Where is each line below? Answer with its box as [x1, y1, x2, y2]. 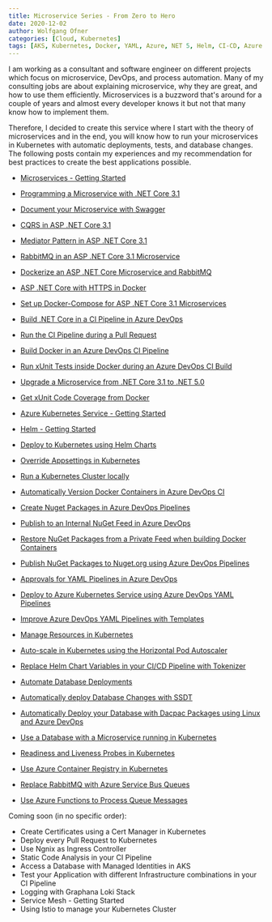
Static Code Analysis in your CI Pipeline [19, 852, 152, 863]
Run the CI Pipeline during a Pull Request [19, 330, 157, 340]
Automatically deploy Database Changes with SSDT [19, 693, 193, 702]
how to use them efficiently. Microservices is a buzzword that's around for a [8, 90, 262, 100]
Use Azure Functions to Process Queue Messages [19, 796, 188, 805]
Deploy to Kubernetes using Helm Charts [19, 440, 157, 450]
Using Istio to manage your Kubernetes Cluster [19, 904, 176, 914]
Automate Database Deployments [19, 677, 133, 687]
